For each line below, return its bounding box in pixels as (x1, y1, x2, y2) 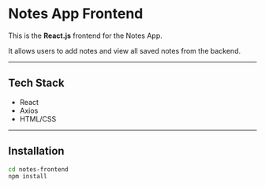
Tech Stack (8, 77, 65, 90)
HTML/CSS (19, 114, 57, 123)
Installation (8, 144, 65, 158)
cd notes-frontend (8, 165, 69, 174)
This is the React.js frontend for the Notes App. (8, 31, 163, 40)
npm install (8, 173, 47, 181)
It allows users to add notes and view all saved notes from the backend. (8, 46, 241, 55)
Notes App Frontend (8, 5, 144, 23)
